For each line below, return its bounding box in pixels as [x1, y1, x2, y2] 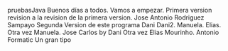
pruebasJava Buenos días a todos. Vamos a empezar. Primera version [7, 6, 212, 14]
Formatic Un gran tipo [7, 36, 72, 44]
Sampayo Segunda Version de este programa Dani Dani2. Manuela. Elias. [7, 21, 222, 29]
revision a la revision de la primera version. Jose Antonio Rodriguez [7, 13, 205, 22]
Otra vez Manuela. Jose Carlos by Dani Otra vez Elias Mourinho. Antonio [7, 28, 219, 36]
